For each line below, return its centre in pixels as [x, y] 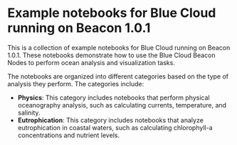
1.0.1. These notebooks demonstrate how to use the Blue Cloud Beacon [111, 55]
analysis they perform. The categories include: [76, 83]
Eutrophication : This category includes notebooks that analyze [111, 120]
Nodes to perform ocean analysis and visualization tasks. [91, 62]
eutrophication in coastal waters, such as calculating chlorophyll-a [115, 127]
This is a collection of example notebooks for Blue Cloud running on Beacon [119, 47]
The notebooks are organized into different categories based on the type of [118, 76]
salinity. [29, 112]
